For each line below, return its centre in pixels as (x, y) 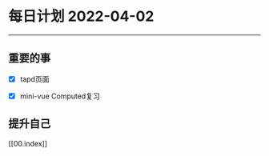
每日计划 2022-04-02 (81, 16)
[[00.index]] (28, 143)
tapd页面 (34, 79)
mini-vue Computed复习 (60, 96)
